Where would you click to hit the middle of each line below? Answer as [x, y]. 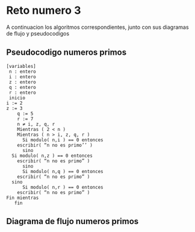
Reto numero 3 [44, 11]
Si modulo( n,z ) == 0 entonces [52, 156]
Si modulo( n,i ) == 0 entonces [63, 140]
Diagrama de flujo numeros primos [73, 221]
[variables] [21, 66]
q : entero [22, 87]
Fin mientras [23, 198]
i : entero [22, 77]
